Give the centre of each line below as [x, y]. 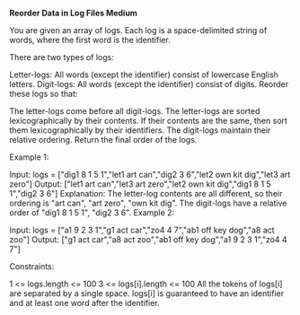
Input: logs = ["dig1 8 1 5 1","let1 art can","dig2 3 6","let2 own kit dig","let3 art [150, 175]
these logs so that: [44, 94]
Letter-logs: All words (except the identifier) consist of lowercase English [144, 74]
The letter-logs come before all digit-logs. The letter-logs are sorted [135, 111]
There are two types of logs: [62, 57]
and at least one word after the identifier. [84, 303]
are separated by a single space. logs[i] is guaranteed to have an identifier [147, 293]
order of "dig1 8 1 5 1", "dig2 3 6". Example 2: [92, 213]
